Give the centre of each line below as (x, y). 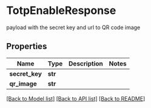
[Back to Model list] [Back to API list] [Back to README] (76, 98)
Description (86, 63)
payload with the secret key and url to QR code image (73, 27)
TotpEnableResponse (61, 11)
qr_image (23, 84)
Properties (27, 46)
